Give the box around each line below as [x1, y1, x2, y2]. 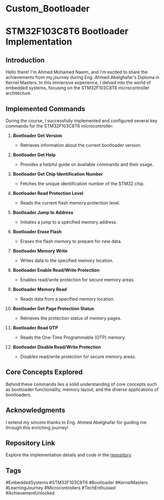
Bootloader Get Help [12, 152, 56, 158]
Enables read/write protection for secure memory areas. [20, 277, 135, 283]
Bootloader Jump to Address [12, 209, 74, 215]
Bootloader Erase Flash [12, 229, 62, 235]
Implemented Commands [5, 105, 86, 113]
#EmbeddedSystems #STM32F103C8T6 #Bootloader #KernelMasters [5, 480, 148, 486]
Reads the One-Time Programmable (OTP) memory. [20, 334, 126, 340]
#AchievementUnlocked [5, 490, 55, 496]
